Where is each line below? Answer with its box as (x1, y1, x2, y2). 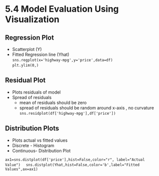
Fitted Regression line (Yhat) (12, 51, 70, 57)
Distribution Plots (5, 124, 60, 133)
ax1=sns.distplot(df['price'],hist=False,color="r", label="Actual (5, 157, 145, 162)
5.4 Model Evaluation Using (5, 3, 119, 15)
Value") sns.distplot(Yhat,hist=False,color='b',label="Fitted (5, 162, 140, 167)
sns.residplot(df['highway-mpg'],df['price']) (19, 111, 116, 116)
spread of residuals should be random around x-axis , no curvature (19, 104, 155, 111)
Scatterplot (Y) (12, 47, 42, 52)
